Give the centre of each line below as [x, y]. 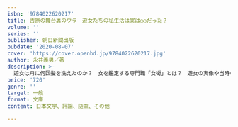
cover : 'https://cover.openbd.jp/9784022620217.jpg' [87, 54]
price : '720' [27, 80]
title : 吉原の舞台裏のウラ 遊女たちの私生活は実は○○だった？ [87, 21]
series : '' [23, 34]
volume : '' [23, 27]
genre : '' [22, 87]
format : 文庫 [25, 100]
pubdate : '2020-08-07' [41, 47]
